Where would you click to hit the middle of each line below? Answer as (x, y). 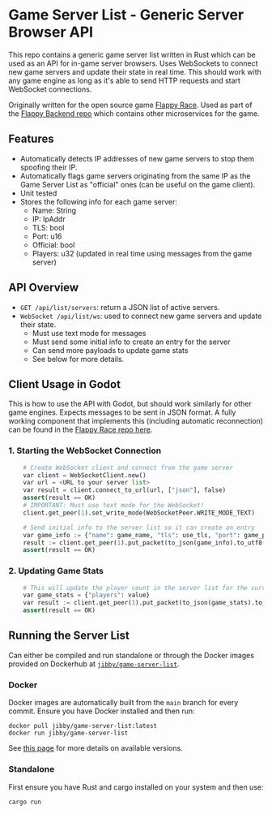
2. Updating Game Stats (56, 571)
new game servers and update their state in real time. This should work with (135, 71)
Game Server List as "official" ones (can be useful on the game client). (138, 184)
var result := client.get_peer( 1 (79, 603)
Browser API (51, 32)
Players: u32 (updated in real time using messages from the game (142, 253)
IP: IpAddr (49, 219)
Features (31, 139)
